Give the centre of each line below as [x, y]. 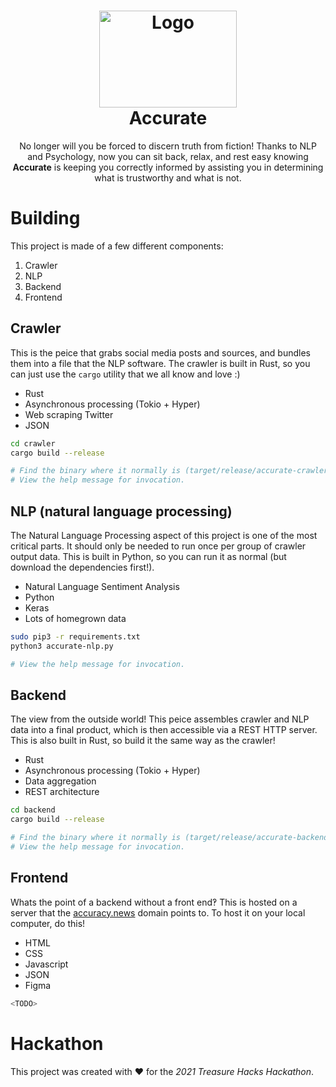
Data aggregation [60, 781]
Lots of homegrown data [75, 618]
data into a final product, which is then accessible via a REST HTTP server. [164, 730]
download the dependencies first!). [82, 567]
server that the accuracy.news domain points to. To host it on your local [158, 912]
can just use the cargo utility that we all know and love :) [125, 374]
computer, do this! [48, 923]
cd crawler [33, 443]
